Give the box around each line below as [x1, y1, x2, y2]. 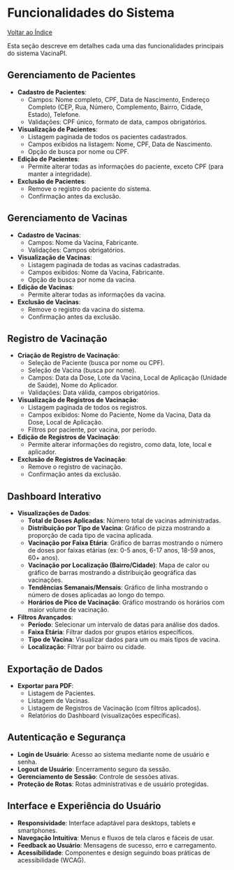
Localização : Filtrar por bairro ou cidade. [27, 643, 147, 651]
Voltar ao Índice [7, 28, 53, 36]
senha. [17, 757, 37, 766]
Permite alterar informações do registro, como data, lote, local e [27, 441, 212, 449]
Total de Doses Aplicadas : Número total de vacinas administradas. [27, 516, 221, 525]
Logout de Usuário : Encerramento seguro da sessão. [17, 764, 171, 773]
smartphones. [17, 826, 58, 834]
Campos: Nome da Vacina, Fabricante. [27, 238, 139, 246]
